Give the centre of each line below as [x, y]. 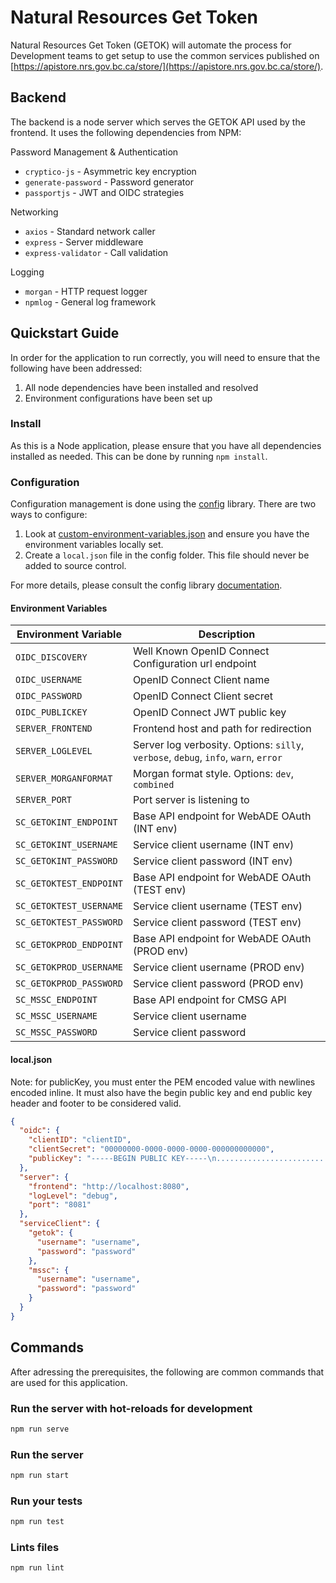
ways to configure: [49, 515]
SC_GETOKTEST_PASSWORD [69, 922]
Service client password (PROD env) [218, 984]
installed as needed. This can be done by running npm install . [139, 456]
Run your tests [46, 1501]
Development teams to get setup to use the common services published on [165, 55]
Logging [27, 272]
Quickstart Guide [65, 333]
